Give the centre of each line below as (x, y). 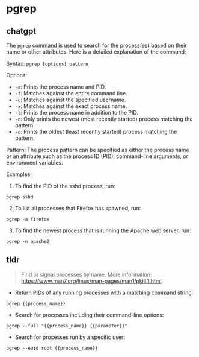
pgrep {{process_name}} (36, 303)
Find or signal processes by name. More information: (86, 274)
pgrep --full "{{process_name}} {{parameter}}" (67, 326)
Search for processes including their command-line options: (89, 315)
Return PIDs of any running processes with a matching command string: (104, 292)
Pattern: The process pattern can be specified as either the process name (98, 150)
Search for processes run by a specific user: (70, 337)
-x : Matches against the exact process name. (71, 106)
